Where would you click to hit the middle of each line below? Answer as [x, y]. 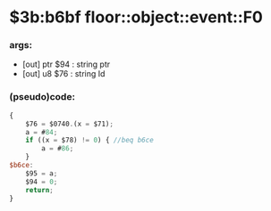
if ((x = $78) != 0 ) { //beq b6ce [89, 141]
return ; [39, 190]
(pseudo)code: [42, 97]
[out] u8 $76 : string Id [64, 74]
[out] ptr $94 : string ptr [66, 64]
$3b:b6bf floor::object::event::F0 [136, 17]
